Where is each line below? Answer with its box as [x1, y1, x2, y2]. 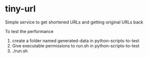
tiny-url [5, 3, 36, 14]
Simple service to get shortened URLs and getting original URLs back [5, 19, 144, 25]
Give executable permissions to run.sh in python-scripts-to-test [12, 43, 140, 48]
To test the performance [5, 28, 54, 34]
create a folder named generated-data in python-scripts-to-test [12, 37, 140, 44]
